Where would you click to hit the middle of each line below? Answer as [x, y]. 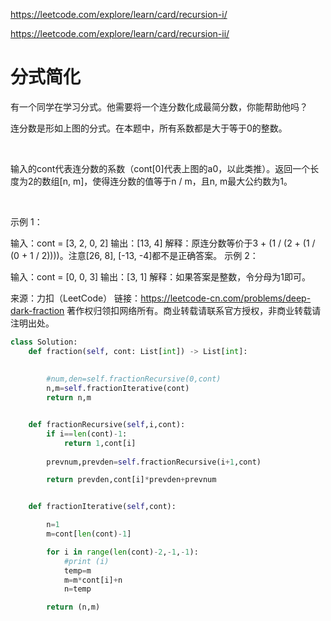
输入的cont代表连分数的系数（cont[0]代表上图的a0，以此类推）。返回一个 [160, 168]
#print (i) [86, 561]
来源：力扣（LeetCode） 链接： [76, 298]
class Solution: [44, 342]
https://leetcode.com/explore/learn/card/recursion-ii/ [120, 33]
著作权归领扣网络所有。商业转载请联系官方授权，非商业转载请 [194, 310]
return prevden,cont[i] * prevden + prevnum [131, 480]
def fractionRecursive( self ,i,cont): [107, 425]
